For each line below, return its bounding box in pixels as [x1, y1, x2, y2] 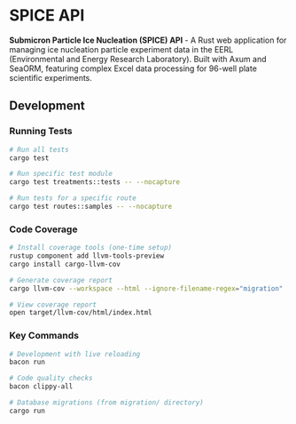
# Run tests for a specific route [9, 194, 137, 203]
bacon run [9, 357, 46, 367]
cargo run [9, 406, 46, 415]
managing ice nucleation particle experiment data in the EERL [9, 44, 234, 54]
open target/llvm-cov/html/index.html [9, 308, 152, 317]
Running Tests [9, 125, 73, 138]
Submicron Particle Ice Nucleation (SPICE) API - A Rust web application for [9, 35, 287, 45]
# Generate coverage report [9, 276, 113, 284]
